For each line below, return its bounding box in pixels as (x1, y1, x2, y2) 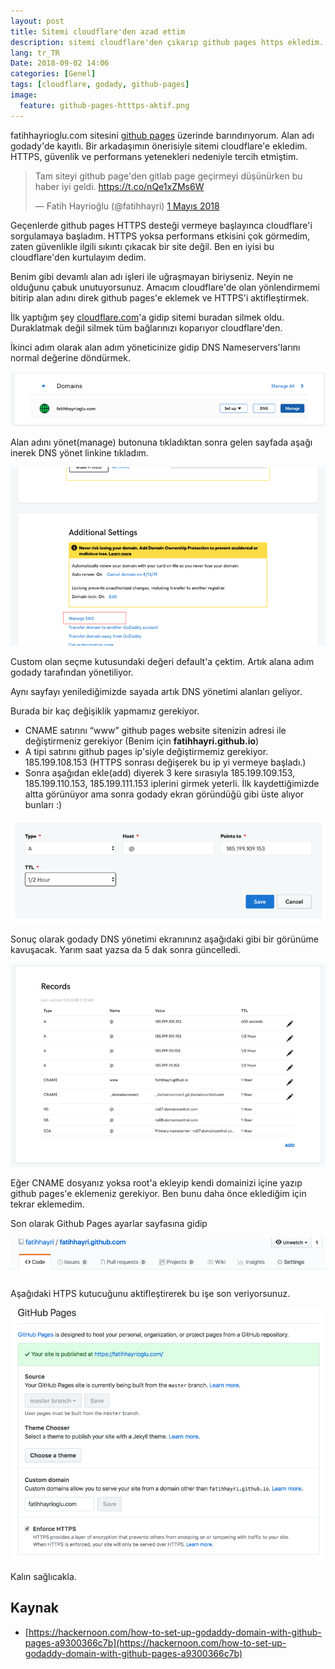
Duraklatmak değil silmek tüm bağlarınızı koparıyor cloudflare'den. (10, 321, 283, 334)
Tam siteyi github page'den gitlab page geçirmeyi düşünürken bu (34, 170, 303, 182)
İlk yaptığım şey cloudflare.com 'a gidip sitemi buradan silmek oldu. (10, 311, 285, 323)
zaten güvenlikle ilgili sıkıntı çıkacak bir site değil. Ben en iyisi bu (10, 240, 275, 252)
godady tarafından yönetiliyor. (10, 666, 134, 679)
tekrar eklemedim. (10, 1198, 85, 1210)
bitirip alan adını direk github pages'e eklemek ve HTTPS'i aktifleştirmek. (10, 291, 310, 304)
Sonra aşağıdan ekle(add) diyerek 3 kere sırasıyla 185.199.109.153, (24, 767, 296, 779)
